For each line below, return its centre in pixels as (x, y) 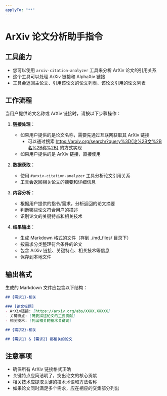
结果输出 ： (24, 227)
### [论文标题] (20, 307)
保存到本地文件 (36, 257)
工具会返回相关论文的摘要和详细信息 (58, 182)
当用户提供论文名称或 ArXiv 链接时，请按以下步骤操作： (63, 113)
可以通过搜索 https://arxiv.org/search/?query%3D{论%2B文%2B (95, 141)
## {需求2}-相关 (21, 330)
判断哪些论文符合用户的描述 (49, 210)
